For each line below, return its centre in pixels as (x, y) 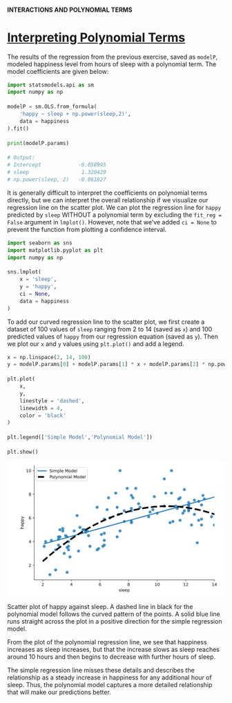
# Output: (21, 158)
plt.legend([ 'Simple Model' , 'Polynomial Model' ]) (80, 437)
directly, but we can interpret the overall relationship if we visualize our (108, 200)
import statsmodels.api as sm (51, 85)
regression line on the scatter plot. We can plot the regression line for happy (114, 207)
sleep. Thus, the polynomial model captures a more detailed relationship (110, 685)
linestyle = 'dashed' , (52, 401)
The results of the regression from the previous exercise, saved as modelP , (113, 57)
